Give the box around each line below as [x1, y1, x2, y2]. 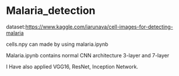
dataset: [6, 23, 26, 30]
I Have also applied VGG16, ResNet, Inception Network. [6, 63, 139, 70]
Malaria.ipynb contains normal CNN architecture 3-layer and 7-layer [6, 52, 170, 59]
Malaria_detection [6, 4, 96, 17]
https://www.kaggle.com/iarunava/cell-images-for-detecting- [25, 23, 173, 30]
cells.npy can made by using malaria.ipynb [6, 41, 109, 48]
